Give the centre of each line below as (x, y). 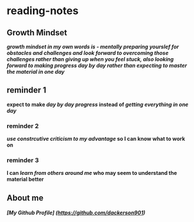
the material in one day (36, 72)
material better (25, 179)
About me (25, 198)
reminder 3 (23, 160)
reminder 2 (23, 126)
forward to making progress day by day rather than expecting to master (97, 65)
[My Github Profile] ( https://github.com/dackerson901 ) (76, 213)
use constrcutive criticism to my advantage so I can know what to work (96, 139)
